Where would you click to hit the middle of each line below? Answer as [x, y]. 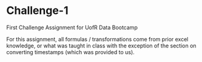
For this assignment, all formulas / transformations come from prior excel [97, 39]
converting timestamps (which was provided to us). [70, 52]
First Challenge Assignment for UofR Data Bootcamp [72, 27]
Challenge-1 [37, 11]
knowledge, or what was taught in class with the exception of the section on [101, 46]
